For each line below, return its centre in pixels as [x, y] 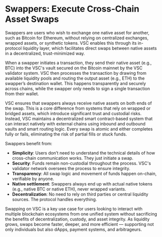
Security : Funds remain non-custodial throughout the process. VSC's [81, 163]
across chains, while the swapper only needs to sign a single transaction [78, 88]
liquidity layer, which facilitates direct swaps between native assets [90, 48]
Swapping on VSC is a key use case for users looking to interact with [74, 209]
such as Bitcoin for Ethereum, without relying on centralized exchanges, [77, 38]
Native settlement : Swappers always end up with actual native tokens [82, 184]
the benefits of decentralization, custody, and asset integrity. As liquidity [77, 219]
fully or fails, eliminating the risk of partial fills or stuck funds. [66, 134]
